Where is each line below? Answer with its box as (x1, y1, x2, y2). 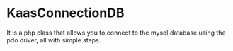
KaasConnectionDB (6, 5, 125, 21)
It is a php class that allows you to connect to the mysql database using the (6, 28, 226, 37)
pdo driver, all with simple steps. (6, 35, 101, 44)
